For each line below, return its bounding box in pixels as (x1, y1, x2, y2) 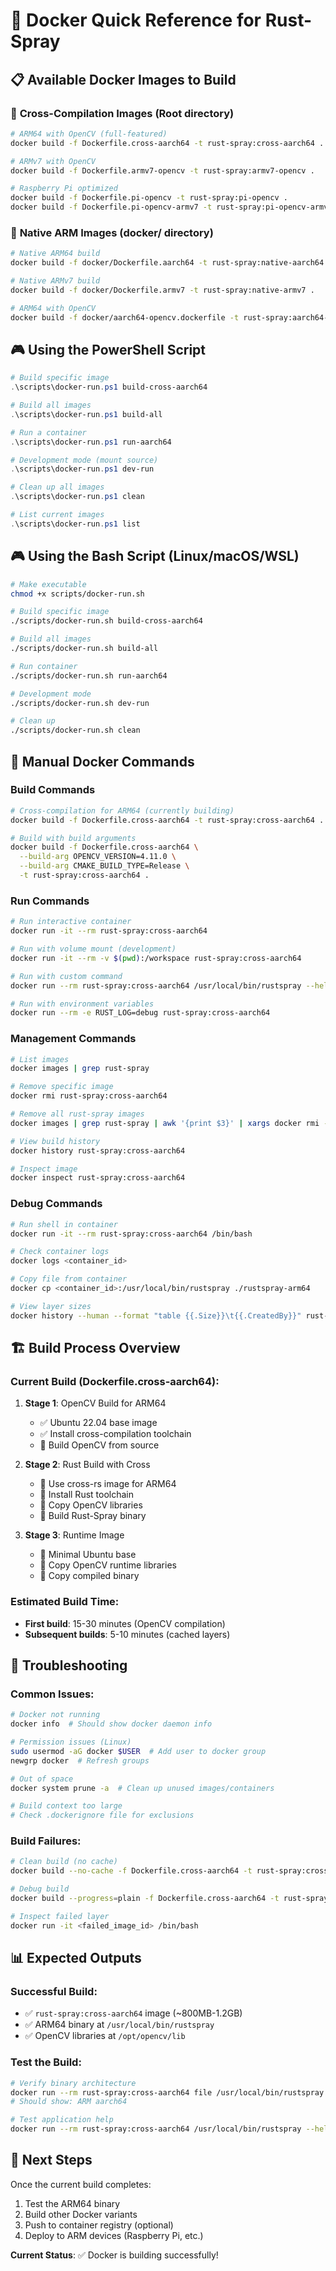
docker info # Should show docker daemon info (10, 1719, 213, 1729)
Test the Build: (10, 2055, 82, 2069)
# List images (10, 1054, 70, 1064)
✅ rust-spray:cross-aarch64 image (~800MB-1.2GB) (24, 2007, 243, 2019)
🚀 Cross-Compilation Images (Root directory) (10, 106, 235, 120)
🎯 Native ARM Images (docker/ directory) (10, 225, 214, 239)
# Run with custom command (10, 971, 123, 981)
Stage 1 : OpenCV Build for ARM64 (24, 1397, 167, 1409)
